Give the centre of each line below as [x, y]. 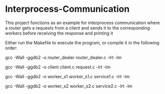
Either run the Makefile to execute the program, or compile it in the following [82, 42]
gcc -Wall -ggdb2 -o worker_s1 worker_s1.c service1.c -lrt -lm [67, 76]
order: [11, 48]
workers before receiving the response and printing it [59, 33]
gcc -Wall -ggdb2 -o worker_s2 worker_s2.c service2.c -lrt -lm [69, 86]
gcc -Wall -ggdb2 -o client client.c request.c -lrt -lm [58, 67]
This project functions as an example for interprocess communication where [82, 23]
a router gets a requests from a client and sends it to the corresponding [78, 28]
